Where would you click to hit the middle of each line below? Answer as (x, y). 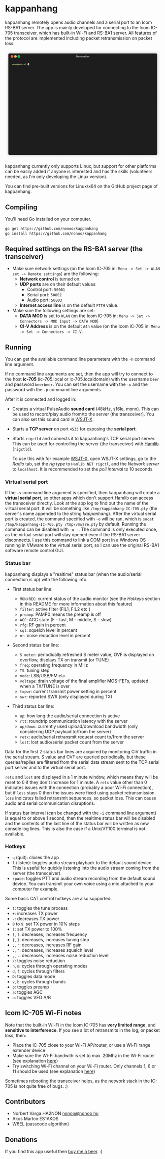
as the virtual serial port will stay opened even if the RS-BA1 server (73, 535)
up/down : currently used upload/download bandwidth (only (79, 726)
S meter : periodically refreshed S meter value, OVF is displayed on (87, 654)
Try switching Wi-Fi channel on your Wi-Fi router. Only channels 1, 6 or (84, 1066)
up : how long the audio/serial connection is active (70, 716)
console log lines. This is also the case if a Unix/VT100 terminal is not (75, 829)
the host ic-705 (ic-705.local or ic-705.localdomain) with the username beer (82, 379)
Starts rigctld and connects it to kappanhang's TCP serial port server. (84, 438)
